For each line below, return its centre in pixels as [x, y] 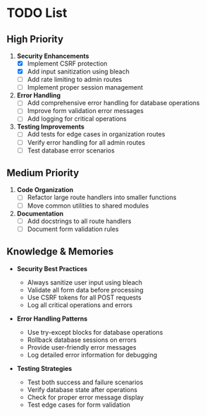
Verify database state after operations [82, 389]
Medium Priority [43, 173]
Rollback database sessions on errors [82, 340]
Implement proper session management [85, 88]
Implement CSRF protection [67, 64]
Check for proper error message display [86, 397]
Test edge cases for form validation [79, 405]
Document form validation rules [73, 229]
